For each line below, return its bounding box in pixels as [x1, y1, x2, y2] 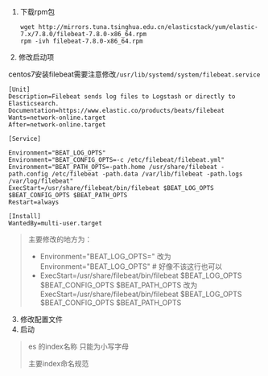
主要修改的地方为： [27, 234, 93, 244]
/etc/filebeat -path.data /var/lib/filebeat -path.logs [51, 170, 243, 178]
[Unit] [8, 85, 31, 93]
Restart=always [8, 198, 60, 206]
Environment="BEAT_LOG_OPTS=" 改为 [39, 252, 171, 261]
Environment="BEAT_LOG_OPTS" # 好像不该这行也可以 [39, 262, 223, 271]
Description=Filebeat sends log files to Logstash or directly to [8, 93, 236, 101]
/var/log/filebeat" [8, 177, 74, 185]
